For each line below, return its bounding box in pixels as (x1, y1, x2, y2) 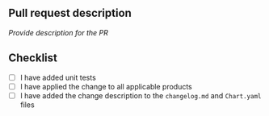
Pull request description (8, 6, 132, 20)
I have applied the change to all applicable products (19, 81, 192, 91)
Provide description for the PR (8, 27, 109, 37)
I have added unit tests (19, 72, 97, 82)
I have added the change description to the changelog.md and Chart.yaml (19, 90, 262, 100)
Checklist (8, 52, 58, 65)
